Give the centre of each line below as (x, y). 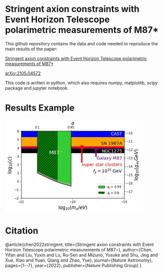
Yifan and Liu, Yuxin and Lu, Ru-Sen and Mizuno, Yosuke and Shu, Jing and (81, 255)
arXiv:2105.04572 (23, 73)
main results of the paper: (31, 49)
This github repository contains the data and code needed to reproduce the (82, 43)
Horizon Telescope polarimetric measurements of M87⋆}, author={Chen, (79, 249)
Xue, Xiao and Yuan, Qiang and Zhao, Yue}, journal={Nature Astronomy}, (79, 260)
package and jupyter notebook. (37, 88)
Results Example (40, 108)
